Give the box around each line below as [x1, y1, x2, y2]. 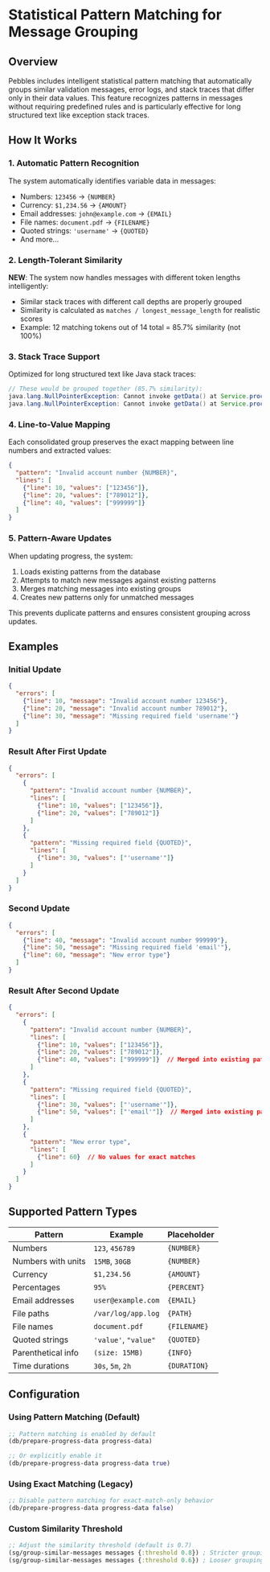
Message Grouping [8, 23, 139, 41]
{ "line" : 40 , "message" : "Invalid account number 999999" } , [22, 936, 228, 944]
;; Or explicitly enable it [8, 1452, 103, 1460]
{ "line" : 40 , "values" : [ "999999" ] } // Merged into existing [37, 1056, 250, 1064]
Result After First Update [8, 746, 107, 757]
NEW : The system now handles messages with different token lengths [8, 272, 241, 282]
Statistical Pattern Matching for [8, 6, 223, 24]
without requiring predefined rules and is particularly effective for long [8, 102, 241, 111]
